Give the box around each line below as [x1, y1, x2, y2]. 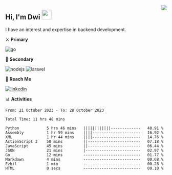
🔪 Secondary [5, 56, 34, 62]
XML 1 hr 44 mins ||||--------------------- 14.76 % [5, 134, 164, 140]
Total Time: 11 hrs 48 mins [5, 116, 66, 122]
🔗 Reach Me [5, 76, 32, 82]
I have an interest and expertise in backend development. [5, 26, 126, 33]
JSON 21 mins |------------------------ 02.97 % [5, 148, 164, 153]
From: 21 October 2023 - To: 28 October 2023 [5, 108, 104, 113]
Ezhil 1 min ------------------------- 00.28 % [5, 161, 164, 166]
